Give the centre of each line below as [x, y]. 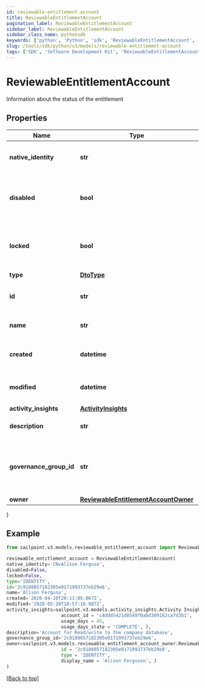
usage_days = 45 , [83, 621]
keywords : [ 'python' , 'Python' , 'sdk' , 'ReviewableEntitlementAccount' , [101, 40]
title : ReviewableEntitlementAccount [54, 18]
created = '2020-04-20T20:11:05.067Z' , [54, 598]
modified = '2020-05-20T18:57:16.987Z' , [56, 604]
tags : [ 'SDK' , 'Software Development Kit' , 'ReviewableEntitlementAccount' [105, 52]
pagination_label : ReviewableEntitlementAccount [69, 23]
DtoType [93, 274]
